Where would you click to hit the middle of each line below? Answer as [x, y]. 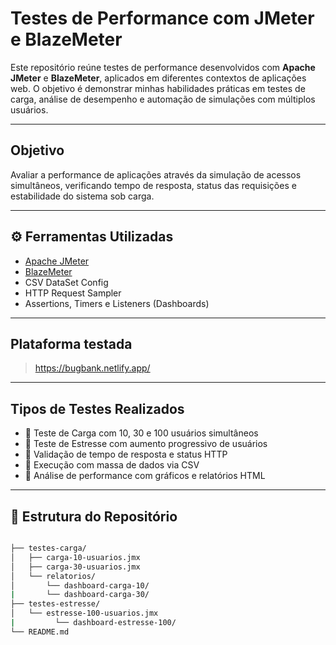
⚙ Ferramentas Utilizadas [92, 237]
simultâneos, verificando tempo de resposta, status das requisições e [153, 185]
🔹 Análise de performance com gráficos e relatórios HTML [145, 476]
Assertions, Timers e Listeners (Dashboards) [117, 303]
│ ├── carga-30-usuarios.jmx [75, 567]
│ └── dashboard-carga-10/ [80, 585]
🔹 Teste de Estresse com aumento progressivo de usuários [146, 444]
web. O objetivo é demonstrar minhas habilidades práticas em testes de [158, 88]
